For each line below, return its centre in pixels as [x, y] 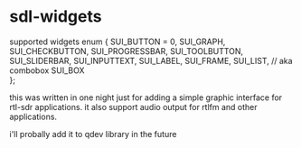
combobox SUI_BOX [47, 70]
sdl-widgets [56, 17]
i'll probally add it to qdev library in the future [93, 134]
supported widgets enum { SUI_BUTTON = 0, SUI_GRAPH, [118, 42]
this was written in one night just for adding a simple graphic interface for [146, 97]
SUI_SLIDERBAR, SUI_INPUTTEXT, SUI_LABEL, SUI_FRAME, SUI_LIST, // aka [151, 60]
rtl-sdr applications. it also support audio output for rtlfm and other [133, 106]
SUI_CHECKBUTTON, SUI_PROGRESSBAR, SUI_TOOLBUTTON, [127, 51]
